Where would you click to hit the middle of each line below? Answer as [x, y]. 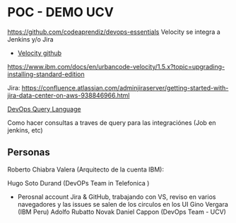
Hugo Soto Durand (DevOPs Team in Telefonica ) [78, 183]
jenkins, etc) [25, 130]
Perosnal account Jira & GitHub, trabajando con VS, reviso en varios [117, 197]
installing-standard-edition [46, 74]
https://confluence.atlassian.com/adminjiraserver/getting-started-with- [125, 88]
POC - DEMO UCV [61, 12]
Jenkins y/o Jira [31, 39]
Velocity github [40, 53]
